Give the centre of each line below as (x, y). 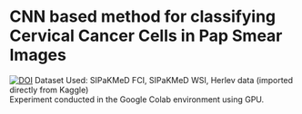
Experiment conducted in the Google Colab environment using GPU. (137, 99)
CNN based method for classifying (143, 17)
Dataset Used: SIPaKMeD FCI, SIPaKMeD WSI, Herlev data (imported (164, 80)
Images (38, 55)
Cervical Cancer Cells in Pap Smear (146, 36)
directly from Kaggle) (49, 90)
